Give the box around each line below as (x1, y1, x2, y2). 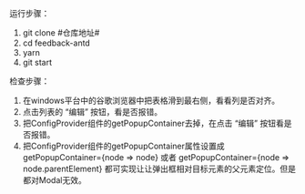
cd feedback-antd (22, 37, 91, 48)
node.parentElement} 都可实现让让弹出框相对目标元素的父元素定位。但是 (22, 163, 297, 174)
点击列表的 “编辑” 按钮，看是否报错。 (22, 107, 163, 117)
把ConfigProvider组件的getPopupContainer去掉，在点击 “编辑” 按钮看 (22, 117, 284, 128)
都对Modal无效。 (22, 175, 86, 185)
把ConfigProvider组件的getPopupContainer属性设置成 (22, 140, 225, 151)
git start (22, 57, 53, 67)
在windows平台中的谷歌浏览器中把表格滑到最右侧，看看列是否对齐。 (22, 95, 280, 106)
